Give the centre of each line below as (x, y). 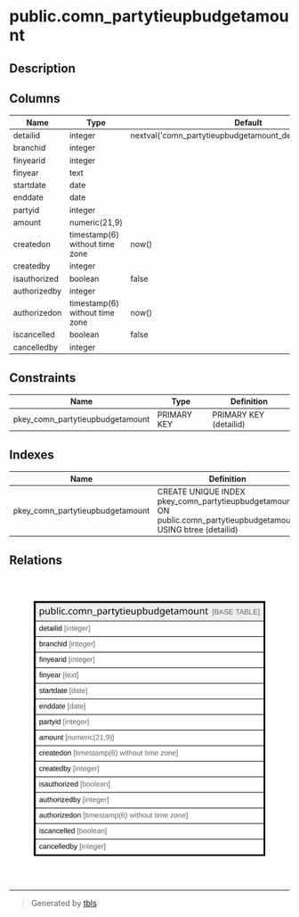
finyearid (29, 160)
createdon (32, 244)
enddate (28, 197)
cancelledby (36, 347)
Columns (35, 99)
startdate (29, 186)
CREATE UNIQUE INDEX (201, 492)
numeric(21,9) (96, 222)
